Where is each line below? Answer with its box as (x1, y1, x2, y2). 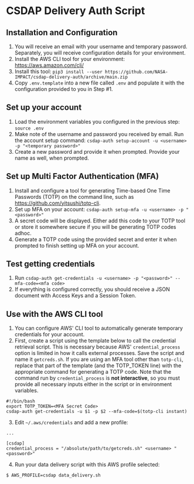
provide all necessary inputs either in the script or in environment (14, 381, 172, 388)
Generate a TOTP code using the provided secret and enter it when (14, 236, 177, 243)
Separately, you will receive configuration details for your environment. (14, 49, 186, 56)
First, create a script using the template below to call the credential (14, 337, 176, 344)
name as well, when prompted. (14, 154, 89, 161)
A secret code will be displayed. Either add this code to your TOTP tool (14, 217, 186, 224)
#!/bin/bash (6, 398, 35, 404)
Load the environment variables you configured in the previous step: (14, 118, 180, 125)
